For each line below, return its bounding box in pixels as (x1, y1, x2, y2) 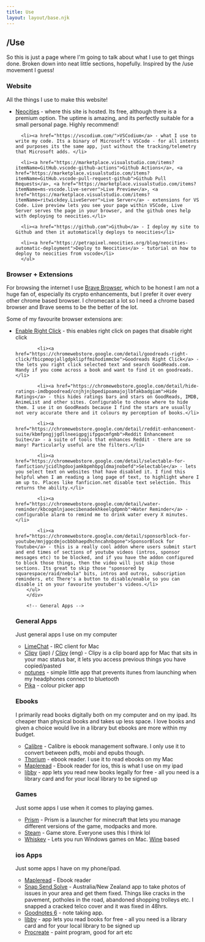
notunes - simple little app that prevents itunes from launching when (24, 669, 197, 676)
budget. (15, 730, 35, 738)
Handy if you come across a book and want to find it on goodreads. (15, 367, 194, 373)
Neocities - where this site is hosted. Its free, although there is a (15, 108, 177, 115)
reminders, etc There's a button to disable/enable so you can (15, 576, 181, 582)
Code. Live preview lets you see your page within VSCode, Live (15, 202, 183, 208)
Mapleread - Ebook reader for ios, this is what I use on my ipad (24, 762, 184, 769)
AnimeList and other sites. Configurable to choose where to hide (15, 399, 188, 405)
